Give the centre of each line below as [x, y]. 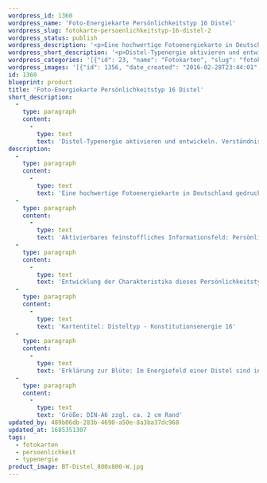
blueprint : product [41, 82]
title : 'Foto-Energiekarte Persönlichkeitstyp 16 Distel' [106, 90]
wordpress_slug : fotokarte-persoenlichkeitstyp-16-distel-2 [110, 30]
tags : [17, 437]
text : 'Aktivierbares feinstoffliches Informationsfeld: [133, 238]
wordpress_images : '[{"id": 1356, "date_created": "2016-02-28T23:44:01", [135, 68]
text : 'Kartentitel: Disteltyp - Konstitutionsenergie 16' [137, 326]
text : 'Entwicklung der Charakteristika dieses [117, 282]
